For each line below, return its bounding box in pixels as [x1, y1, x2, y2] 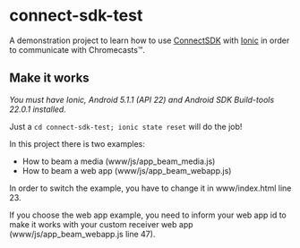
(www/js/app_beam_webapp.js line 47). [9, 228, 156, 239]
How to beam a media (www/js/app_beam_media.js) [21, 156, 216, 167]
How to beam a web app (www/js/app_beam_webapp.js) [21, 165, 232, 175]
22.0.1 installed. [9, 104, 67, 115]
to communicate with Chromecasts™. [9, 44, 145, 55]
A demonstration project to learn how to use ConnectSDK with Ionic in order [9, 35, 290, 46]
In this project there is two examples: [9, 138, 145, 149]
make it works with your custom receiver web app [9, 218, 194, 229]
